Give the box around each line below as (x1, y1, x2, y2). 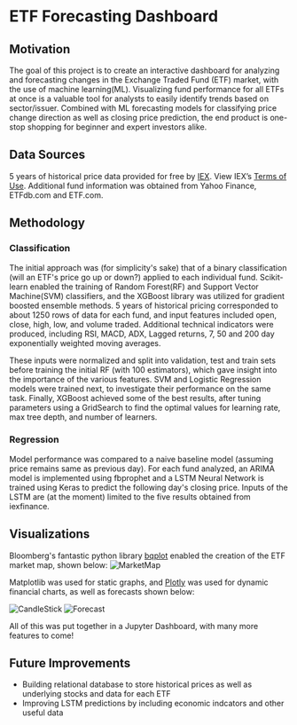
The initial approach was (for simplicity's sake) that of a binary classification (9, 262, 287, 272)
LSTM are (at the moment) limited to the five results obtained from (9, 491, 251, 502)
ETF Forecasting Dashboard (9, 6, 219, 27)
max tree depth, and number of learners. (9, 411, 158, 422)
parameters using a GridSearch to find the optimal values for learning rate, (9, 402, 281, 413)
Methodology (9, 216, 86, 231)
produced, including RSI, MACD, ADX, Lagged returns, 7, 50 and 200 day (9, 328, 275, 339)
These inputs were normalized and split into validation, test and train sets (9, 355, 277, 366)
